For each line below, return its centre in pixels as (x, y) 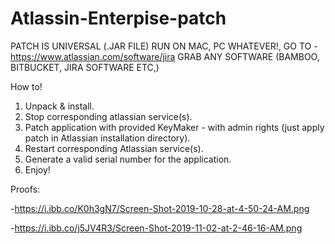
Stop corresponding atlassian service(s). (108, 116)
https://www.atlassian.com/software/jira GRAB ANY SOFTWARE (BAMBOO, (165, 56)
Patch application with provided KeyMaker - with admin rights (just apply (174, 127)
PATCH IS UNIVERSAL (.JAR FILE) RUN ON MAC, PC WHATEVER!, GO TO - (164, 46)
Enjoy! (37, 169)
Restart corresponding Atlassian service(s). (114, 148)
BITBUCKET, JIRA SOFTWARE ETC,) (85, 67)
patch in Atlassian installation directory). (107, 138)
